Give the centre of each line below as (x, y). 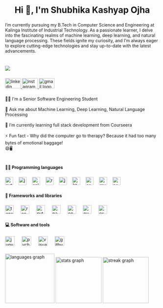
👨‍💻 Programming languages (34, 168)
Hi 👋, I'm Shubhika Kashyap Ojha (82, 10)
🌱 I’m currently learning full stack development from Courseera (69, 125)
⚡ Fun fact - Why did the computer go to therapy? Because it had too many (81, 136)
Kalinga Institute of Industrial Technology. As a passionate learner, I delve (79, 30)
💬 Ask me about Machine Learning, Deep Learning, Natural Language (75, 109)
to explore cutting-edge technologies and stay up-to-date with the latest (78, 46)
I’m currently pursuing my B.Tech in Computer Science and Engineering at (80, 25)
